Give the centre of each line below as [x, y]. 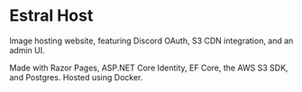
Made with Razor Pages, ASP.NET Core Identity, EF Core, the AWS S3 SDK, [149, 68]
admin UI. [27, 50]
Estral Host [51, 16]
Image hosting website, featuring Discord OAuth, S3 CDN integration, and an [151, 41]
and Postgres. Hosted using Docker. [76, 77]
